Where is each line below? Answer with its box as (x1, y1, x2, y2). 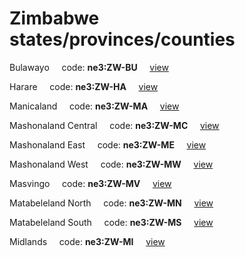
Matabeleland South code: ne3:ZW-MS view (9, 216, 214, 228)
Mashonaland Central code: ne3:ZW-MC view (9, 119, 220, 131)
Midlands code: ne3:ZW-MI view (9, 235, 166, 247)
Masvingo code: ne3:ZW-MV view (9, 177, 172, 189)
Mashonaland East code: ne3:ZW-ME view (9, 138, 207, 151)
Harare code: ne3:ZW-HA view (9, 80, 159, 92)
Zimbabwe (9, 7, 100, 30)
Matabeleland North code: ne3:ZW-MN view (9, 197, 214, 209)
